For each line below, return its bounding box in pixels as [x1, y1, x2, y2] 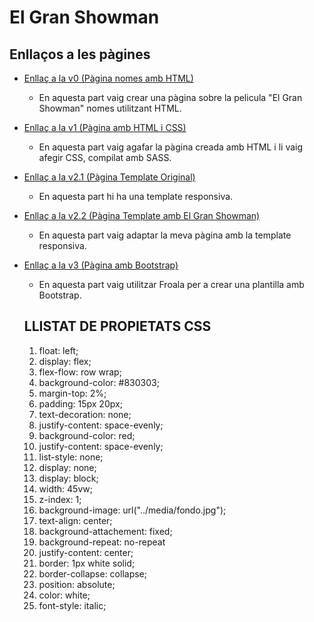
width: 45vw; [38, 482, 93, 495]
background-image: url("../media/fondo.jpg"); [38, 504, 227, 516]
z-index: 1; [38, 493, 82, 505]
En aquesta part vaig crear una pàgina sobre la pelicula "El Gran [38, 92, 303, 103]
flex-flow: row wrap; [38, 366, 122, 378]
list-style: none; [38, 451, 104, 463]
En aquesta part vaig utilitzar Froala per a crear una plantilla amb [38, 279, 305, 290]
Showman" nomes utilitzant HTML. [38, 102, 182, 114]
